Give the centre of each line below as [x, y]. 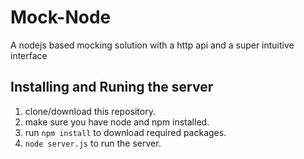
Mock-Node [61, 17]
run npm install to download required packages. [125, 132]
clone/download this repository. [90, 111]
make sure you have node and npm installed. [117, 122]
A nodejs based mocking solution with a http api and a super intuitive [152, 45]
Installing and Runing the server [112, 87]
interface [29, 55]
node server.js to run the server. [93, 143]
